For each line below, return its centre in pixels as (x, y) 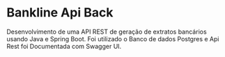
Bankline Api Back (60, 13)
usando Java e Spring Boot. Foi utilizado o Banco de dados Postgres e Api (113, 38)
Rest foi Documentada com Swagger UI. (64, 46)
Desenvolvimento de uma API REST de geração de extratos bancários (107, 32)
